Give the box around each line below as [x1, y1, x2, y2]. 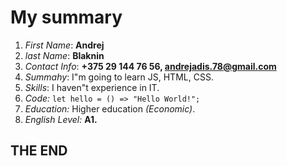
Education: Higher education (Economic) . [24, 102, 196, 115]
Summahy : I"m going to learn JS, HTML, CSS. [24, 71, 214, 83]
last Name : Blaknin [24, 49, 105, 61]
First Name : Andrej [24, 39, 105, 51]
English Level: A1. [24, 113, 98, 125]
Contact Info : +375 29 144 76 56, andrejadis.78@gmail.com [24, 60, 277, 72]
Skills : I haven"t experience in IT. [24, 81, 160, 93]
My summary [10, 6, 123, 29]
